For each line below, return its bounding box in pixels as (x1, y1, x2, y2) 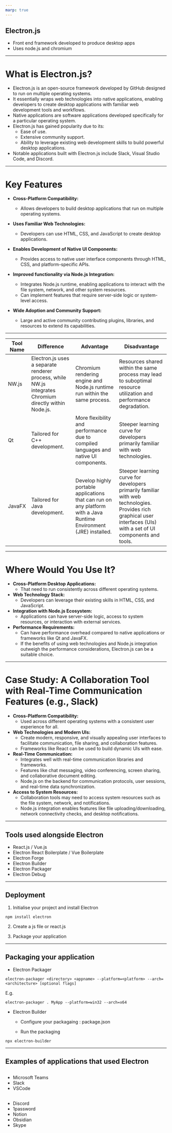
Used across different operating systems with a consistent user (20, 718, 155, 724)
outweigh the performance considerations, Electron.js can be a (20, 646, 154, 652)
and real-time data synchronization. (20, 784, 96, 790)
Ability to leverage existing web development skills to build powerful (20, 139, 164, 146)
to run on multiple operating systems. (12, 91, 92, 97)
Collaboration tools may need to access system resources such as (20, 795, 161, 801)
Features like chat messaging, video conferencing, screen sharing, (20, 767, 161, 774)
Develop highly (75, 477, 112, 484)
